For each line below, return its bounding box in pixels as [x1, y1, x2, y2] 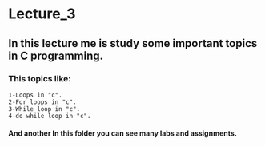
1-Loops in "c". [8, 91, 62, 99]
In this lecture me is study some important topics [8, 37, 258, 50]
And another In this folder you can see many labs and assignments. [8, 128, 238, 138]
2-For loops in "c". [8, 97, 78, 106]
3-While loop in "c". [8, 105, 81, 112]
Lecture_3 [8, 5, 76, 23]
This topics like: [8, 73, 72, 84]
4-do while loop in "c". [8, 112, 91, 120]
